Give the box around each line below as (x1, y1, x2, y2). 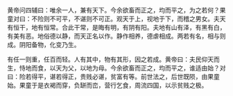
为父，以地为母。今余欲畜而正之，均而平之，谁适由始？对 (61, 64, 226, 72)
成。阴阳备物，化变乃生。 (7, 41, 80, 48)
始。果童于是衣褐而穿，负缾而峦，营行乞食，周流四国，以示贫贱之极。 (7, 81, 208, 89)
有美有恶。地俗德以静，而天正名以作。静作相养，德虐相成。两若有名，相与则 (7, 32, 226, 40)
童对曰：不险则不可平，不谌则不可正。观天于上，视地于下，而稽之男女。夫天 (7, 15, 226, 23)
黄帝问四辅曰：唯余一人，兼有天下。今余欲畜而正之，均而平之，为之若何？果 (7, 6, 226, 14)
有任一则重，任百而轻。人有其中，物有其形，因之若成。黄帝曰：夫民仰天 (7, 55, 214, 64)
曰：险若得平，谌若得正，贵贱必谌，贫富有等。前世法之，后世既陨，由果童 (7, 73, 220, 81)
